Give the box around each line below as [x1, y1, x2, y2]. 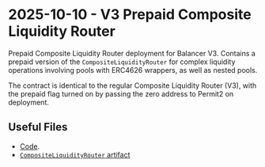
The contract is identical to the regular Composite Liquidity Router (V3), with [8, 81, 257, 90]
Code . [19, 141, 40, 151]
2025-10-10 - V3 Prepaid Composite [8, 6, 252, 24]
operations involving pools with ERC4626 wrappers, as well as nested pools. [8, 65, 258, 74]
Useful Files [8, 120, 68, 134]
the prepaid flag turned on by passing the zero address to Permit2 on [8, 89, 234, 98]
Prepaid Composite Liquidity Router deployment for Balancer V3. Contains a [8, 48, 256, 58]
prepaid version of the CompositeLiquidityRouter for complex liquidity [8, 57, 236, 66]
